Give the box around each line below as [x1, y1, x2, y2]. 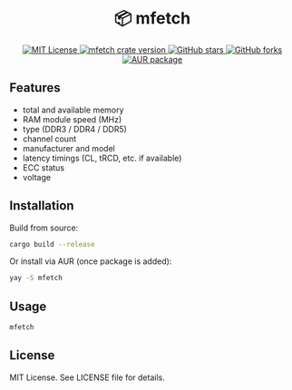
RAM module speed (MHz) [22, 113, 122, 124]
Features [9, 80, 61, 96]
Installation [9, 198, 74, 214]
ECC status [22, 161, 65, 173]
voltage [22, 171, 52, 182]
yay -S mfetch [9, 274, 63, 283]
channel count [22, 133, 77, 144]
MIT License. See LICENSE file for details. [9, 372, 165, 383]
